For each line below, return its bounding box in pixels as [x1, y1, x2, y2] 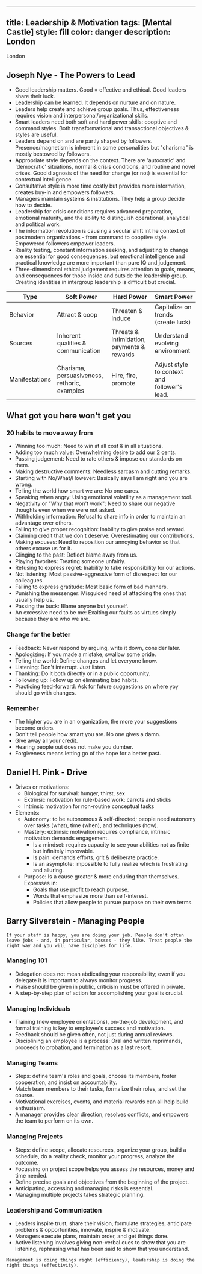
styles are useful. [14, 131, 58, 138]
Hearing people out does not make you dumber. [14, 743, 134, 751]
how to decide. [14, 201, 52, 209]
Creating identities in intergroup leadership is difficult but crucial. [14, 278, 176, 285]
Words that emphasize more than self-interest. [32, 892, 148, 899]
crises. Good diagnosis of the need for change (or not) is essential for [14, 169, 188, 177]
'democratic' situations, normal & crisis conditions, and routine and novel [14, 163, 195, 170]
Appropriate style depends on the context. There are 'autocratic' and [14, 156, 186, 163]
